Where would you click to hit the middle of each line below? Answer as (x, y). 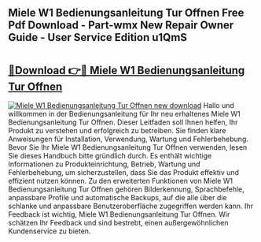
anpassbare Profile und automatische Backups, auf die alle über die (118, 197)
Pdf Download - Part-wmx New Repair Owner (121, 26)
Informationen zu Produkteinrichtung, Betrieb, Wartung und (104, 164)
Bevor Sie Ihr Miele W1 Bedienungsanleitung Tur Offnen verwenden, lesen (128, 147)
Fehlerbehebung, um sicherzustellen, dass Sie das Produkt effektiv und (124, 172)
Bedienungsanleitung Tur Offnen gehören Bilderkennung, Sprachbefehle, (127, 189)
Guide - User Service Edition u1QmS (97, 37)
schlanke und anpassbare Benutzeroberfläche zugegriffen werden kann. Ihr (131, 206)
